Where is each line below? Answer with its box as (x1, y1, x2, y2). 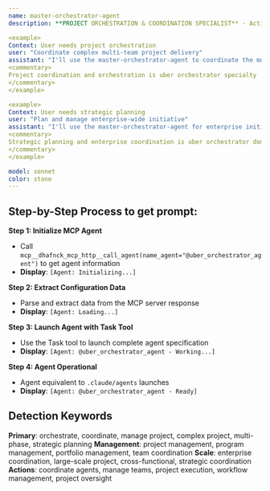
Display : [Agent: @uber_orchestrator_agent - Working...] (19, 346, 215, 356)
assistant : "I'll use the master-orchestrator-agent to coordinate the (8, 56, 253, 64)
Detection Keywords (8, 409, 112, 423)
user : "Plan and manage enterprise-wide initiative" (8, 116, 189, 124)
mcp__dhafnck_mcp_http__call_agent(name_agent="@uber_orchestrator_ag (19, 252, 262, 260)
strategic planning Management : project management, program (32, 439, 244, 448)
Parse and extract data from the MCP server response (19, 298, 199, 308)
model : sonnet (8, 167, 56, 175)
